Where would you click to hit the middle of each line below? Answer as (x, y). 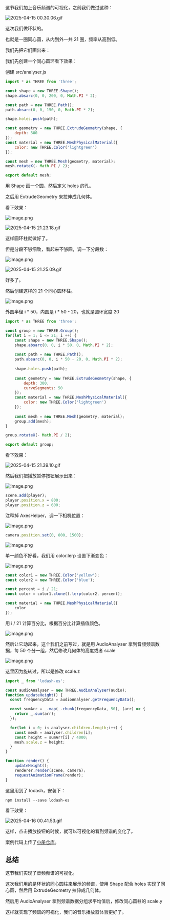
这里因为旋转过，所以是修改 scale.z (43, 671)
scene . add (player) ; (26, 496)
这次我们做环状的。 (26, 28)
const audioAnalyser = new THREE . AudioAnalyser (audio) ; (66, 690)
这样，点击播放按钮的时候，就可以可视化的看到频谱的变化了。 (70, 831)
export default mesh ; (28, 175)
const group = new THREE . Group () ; (42, 331)
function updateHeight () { (34, 695)
